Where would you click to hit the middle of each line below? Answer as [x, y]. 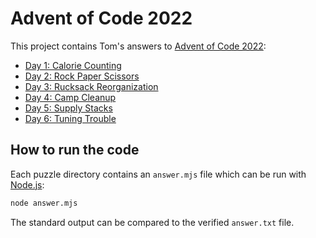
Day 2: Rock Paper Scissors [82, 76]
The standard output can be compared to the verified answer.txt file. [152, 222]
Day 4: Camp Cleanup [70, 97]
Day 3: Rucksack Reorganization [91, 86]
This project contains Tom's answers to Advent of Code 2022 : [138, 46]
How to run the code [75, 150]
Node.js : [27, 184]
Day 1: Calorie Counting [73, 65]
